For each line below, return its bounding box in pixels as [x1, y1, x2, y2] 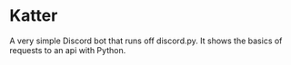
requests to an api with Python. [9, 44, 126, 55]
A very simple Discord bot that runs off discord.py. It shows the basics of [9, 35, 283, 46]
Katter [9, 5, 58, 26]
